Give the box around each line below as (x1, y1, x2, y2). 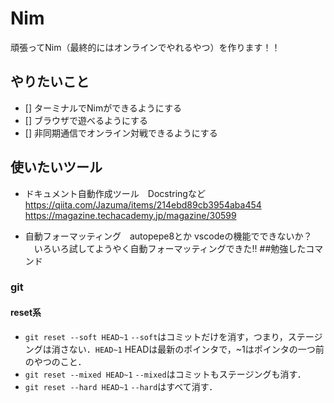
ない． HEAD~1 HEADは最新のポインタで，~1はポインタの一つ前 (68, 343, 325, 355)
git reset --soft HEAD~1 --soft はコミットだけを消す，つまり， (24, 330, 288, 342)
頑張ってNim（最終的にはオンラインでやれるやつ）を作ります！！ (10, 41, 281, 53)
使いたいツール (10, 159, 103, 176)
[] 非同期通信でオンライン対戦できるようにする (24, 127, 218, 139)
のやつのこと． (24, 355, 87, 367)
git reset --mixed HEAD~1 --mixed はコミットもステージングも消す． (24, 368, 307, 380)
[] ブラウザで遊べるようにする (24, 114, 149, 126)
